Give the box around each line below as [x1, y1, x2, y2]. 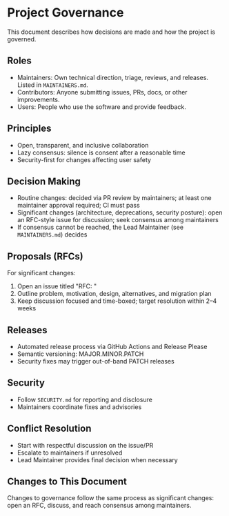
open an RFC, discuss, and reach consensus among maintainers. [7, 502, 192, 510]
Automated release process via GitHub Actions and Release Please [17, 343, 208, 350]
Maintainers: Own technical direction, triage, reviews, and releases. [17, 73, 209, 81]
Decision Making [7, 175, 81, 187]
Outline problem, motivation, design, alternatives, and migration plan [17, 290, 212, 298]
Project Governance [7, 5, 124, 21]
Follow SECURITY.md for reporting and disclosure [17, 395, 153, 404]
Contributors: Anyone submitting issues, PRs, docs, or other [17, 88, 188, 96]
